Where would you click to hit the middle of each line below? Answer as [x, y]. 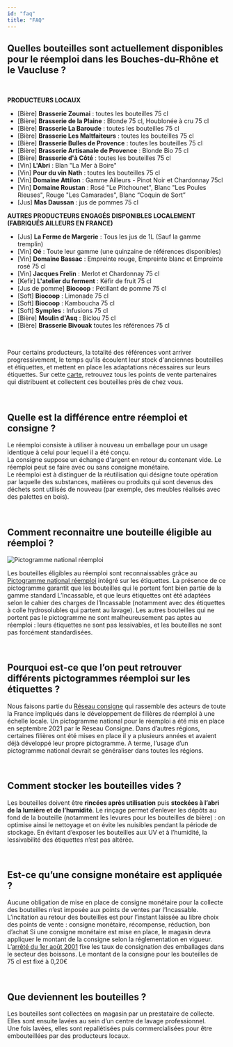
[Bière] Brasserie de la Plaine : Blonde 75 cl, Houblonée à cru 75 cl [113, 121]
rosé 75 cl [32, 266]
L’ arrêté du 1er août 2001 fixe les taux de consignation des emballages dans [116, 947]
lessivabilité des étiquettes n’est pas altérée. [71, 840]
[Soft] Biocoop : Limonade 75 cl [63, 296]
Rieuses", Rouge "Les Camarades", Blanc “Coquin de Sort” [101, 195]
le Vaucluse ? [37, 70]
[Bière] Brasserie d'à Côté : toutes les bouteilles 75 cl [94, 158]
